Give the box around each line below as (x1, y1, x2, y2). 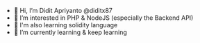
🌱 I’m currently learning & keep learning (13, 28, 127, 36)
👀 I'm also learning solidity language (13, 21, 118, 29)
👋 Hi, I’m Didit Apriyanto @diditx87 (13, 7, 112, 14)
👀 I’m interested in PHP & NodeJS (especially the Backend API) (13, 14, 194, 22)
